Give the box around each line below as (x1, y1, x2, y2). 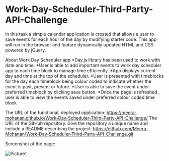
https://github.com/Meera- (93, 125, 148, 132)
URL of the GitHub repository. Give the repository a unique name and (5, 120, 148, 126)
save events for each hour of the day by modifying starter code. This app (5, 36, 157, 42)
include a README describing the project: (5, 125, 92, 132)
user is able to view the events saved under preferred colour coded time (5, 94, 155, 100)
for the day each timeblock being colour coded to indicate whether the (5, 78, 152, 84)
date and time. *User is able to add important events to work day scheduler (5, 62, 162, 68)
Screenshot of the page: (5, 140, 56, 147)
